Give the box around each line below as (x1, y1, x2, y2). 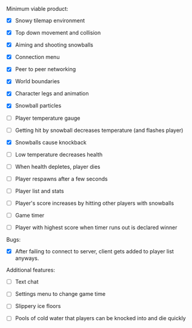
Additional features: (6, 267, 56, 274)
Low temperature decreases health (15, 151, 103, 158)
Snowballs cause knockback (15, 138, 87, 146)
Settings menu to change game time (15, 290, 106, 298)
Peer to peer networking (15, 66, 76, 73)
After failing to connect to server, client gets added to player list (15, 248, 174, 255)
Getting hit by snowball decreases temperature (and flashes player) (15, 126, 184, 134)
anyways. (15, 255, 39, 262)
